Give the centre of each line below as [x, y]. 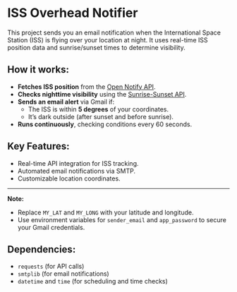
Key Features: [38, 146]
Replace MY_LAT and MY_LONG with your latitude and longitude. [105, 212]
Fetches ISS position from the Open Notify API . [86, 87]
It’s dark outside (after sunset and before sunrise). [101, 116]
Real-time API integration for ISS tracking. [78, 163]
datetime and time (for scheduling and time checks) [92, 281]
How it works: [38, 69]
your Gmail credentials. [51, 227]
